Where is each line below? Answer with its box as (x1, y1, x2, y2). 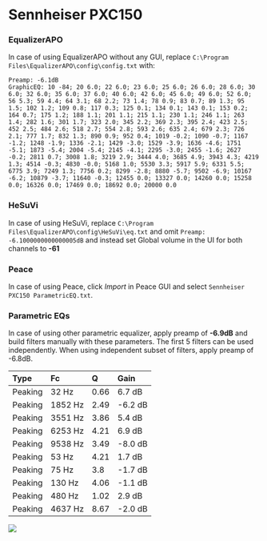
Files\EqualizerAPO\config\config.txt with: (8, 61, 156, 70)
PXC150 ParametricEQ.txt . (8, 291, 94, 300)
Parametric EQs (8, 311, 70, 321)
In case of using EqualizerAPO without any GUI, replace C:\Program (8, 52, 229, 62)
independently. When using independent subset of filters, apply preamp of (8, 346, 254, 355)
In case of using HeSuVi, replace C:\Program (8, 218, 154, 227)
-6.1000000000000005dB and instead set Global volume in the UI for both (8, 234, 243, 245)
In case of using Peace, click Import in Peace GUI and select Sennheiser (8, 282, 245, 291)
